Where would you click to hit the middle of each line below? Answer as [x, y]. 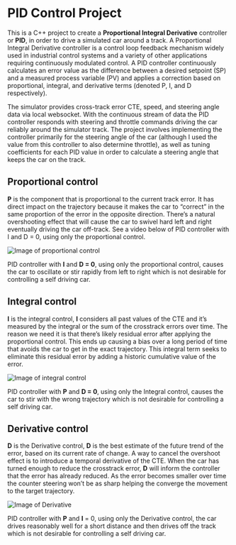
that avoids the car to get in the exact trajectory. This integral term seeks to [117, 348]
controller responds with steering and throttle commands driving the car [113, 121]
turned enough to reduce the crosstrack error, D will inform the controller [114, 468]
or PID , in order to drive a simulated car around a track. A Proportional [109, 40]
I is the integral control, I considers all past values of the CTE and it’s [107, 319]
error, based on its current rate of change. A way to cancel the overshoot [114, 453]
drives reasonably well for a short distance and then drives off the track [112, 526]
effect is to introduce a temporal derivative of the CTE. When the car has [113, 461]
